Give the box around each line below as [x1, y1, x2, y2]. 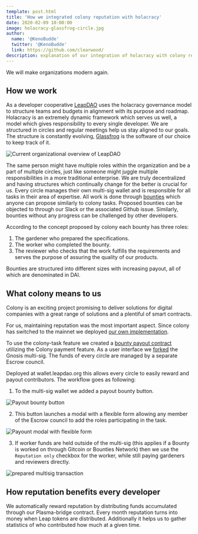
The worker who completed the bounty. [14, 241, 111, 248]
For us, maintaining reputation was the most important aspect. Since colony [6, 322, 190, 329]
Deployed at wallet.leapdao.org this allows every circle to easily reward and [6, 370, 190, 377]
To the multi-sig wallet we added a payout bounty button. [14, 388, 154, 395]
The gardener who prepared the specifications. [14, 235, 130, 242]
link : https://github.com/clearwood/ [11, 47, 104, 53]
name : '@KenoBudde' [11, 36, 60, 42]
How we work [6, 86, 57, 96]
